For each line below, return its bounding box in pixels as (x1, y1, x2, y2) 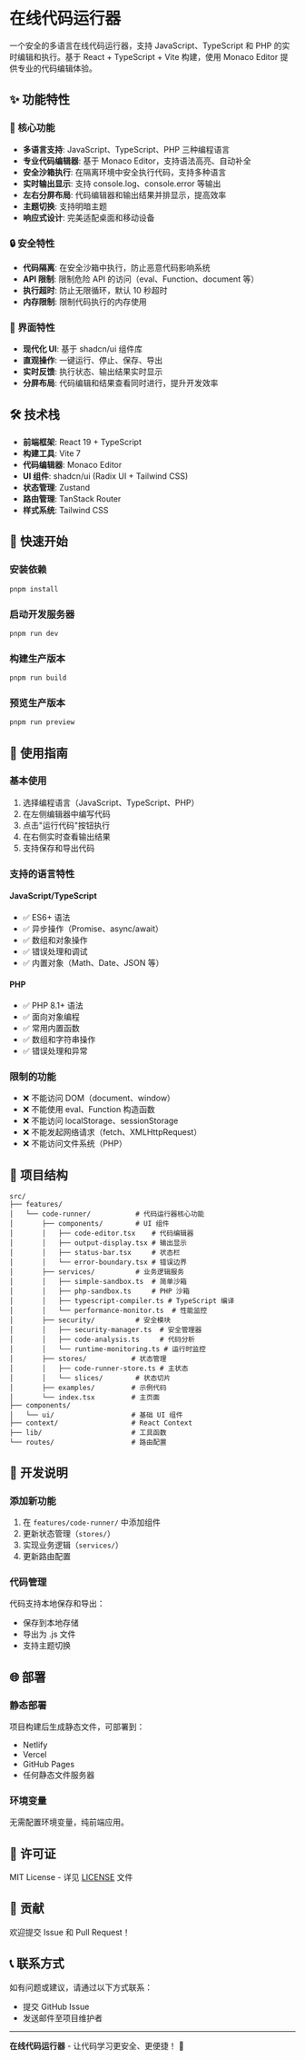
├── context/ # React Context (9, 1418, 193, 1428)
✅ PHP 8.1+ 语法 (22, 1000, 84, 1011)
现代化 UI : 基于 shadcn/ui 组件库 (22, 343, 143, 354)
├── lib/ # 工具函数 (9, 1428, 167, 1438)
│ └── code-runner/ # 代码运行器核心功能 (9, 1209, 205, 1219)
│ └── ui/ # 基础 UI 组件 (9, 1410, 183, 1420)
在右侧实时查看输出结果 (22, 831, 111, 841)
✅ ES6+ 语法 (22, 911, 71, 922)
